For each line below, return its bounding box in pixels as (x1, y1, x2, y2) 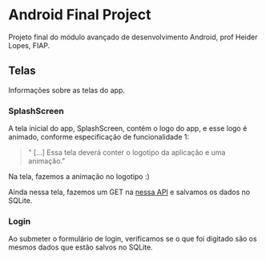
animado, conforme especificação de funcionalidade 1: (8, 132, 190, 142)
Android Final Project (8, 6, 151, 24)
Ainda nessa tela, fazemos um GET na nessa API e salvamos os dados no (8, 187, 251, 197)
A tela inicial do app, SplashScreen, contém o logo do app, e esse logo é (8, 124, 248, 133)
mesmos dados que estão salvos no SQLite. (8, 242, 154, 252)
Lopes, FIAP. (8, 40, 50, 50)
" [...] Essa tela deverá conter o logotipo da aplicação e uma (27, 148, 226, 157)
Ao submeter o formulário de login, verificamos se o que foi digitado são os (8, 234, 258, 244)
